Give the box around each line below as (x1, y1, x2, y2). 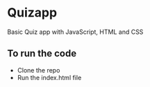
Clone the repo (17, 66, 60, 74)
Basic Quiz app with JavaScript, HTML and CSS (7, 28, 144, 36)
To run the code (7, 48, 77, 59)
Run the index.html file (17, 73, 82, 81)
